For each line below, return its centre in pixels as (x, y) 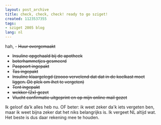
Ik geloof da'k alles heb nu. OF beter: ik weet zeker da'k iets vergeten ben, (80, 107)
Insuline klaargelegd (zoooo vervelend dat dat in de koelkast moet (78, 77)
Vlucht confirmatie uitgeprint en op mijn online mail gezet (70, 98)
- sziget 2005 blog (25, 28)
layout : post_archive (27, 10)
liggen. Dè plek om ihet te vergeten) (48, 82)
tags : (10, 23)
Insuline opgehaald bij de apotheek (47, 56)
